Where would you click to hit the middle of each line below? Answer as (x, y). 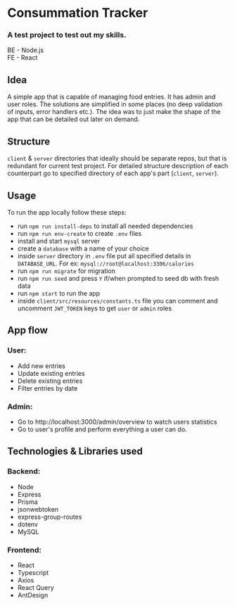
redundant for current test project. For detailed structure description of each (118, 166)
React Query (36, 587)
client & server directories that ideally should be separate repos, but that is (117, 158)
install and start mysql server (59, 241)
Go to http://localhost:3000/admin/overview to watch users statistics (117, 422)
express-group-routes (50, 517)
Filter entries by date (47, 388)
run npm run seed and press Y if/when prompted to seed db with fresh (118, 278)
